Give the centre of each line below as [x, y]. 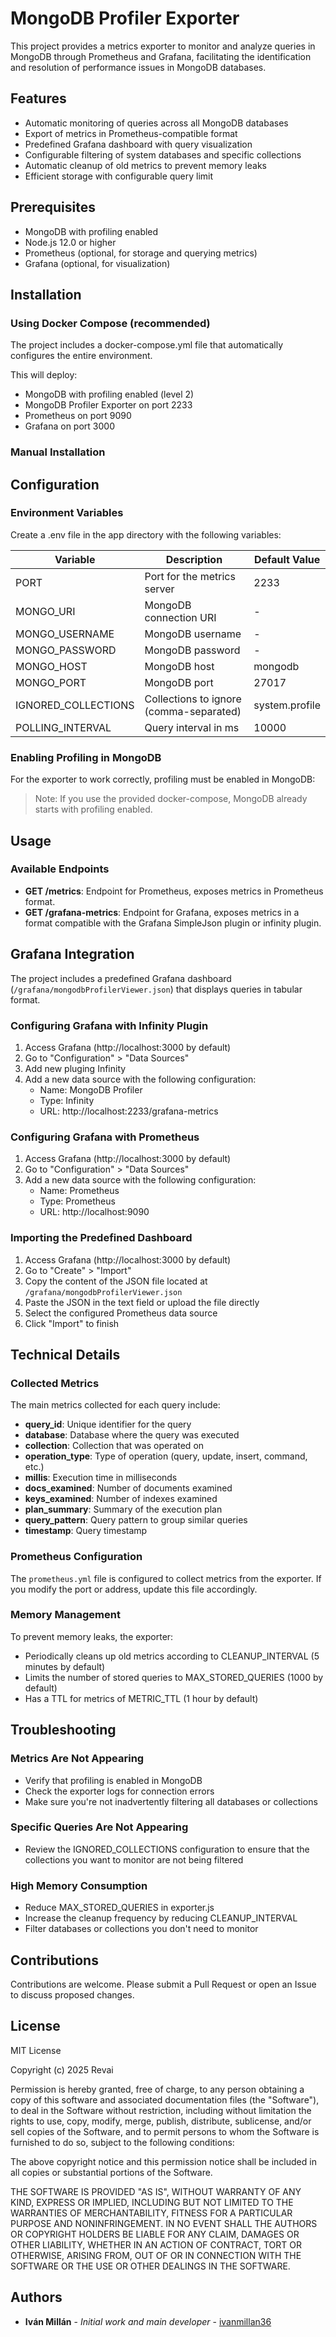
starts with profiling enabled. [93, 809]
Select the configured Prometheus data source [121, 1313]
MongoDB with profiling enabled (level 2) [109, 394]
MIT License [36, 2050]
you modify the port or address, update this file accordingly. [134, 1589]
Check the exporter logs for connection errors [119, 1791]
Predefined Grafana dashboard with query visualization [138, 144]
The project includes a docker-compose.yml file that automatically [147, 345]
